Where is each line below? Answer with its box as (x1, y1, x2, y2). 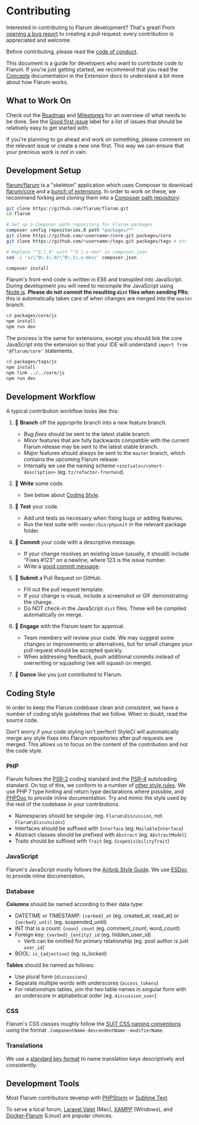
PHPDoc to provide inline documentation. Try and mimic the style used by (6, 794, 187, 802)
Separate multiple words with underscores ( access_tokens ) (14, 979, 159, 986)
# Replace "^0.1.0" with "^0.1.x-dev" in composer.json (6, 249, 147, 255)
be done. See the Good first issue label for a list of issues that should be (6, 118, 183, 125)
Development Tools (6, 1079, 80, 1089)
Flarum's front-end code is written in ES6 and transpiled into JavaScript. (6, 276, 183, 283)
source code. (6, 717, 39, 724)
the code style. (6, 747, 43, 755)
